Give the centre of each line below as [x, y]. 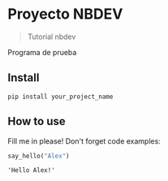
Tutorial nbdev [52, 37]
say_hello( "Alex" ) [39, 156]
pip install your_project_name [60, 97]
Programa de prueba [42, 52]
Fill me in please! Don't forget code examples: [84, 141]
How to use [37, 121]
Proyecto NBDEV [65, 14]
